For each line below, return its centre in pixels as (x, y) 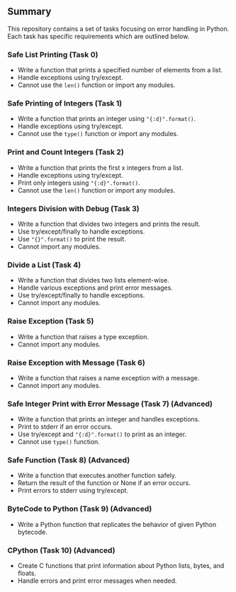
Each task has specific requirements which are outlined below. (99, 36)
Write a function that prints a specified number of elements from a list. (120, 70)
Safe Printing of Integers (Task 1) (65, 103)
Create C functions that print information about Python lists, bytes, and (121, 566)
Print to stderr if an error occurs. (65, 427)
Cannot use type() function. (59, 442)
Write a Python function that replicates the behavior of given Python (117, 524)
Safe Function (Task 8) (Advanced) (69, 460)
